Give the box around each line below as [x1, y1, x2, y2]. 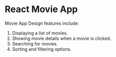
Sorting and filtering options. [12, 46, 72, 52]
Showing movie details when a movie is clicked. [12, 35, 111, 41]
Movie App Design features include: [5, 20, 79, 26]
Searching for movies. [12, 40, 59, 46]
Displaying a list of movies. [12, 30, 68, 36]
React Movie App [5, 4, 78, 15]
